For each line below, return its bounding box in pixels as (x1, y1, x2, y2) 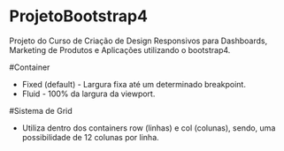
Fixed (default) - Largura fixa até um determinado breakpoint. (21, 79, 246, 89)
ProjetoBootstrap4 (9, 6, 149, 26)
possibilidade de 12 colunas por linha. (21, 132, 159, 142)
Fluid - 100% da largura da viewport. (21, 88, 156, 99)
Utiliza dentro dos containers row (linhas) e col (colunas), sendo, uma (21, 122, 276, 133)
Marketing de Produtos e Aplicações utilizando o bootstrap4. (9, 44, 231, 55)
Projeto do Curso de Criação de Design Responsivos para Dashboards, (9, 35, 268, 46)
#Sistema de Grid (9, 105, 73, 116)
